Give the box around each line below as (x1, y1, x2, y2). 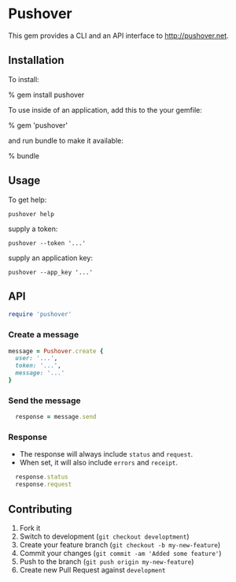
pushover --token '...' (8, 239, 87, 247)
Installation (8, 54, 65, 67)
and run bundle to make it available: (8, 136, 124, 145)
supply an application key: (8, 253, 93, 263)
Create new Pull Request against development (19, 565, 166, 574)
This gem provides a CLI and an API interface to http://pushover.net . (8, 31, 230, 40)
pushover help (8, 210, 55, 218)
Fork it (19, 523, 41, 532)
